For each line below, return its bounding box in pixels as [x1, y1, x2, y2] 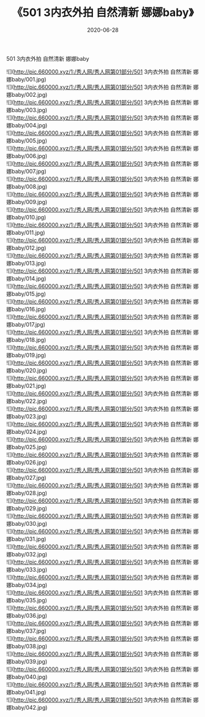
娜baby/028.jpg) [6, 489, 48, 496]
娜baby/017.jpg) [6, 321, 46, 328]
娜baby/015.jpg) [6, 290, 47, 297]
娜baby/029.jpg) [6, 504, 48, 512]
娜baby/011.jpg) [6, 229, 45, 236]
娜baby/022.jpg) [6, 397, 48, 404]
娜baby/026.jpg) [6, 458, 48, 466]
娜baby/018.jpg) [6, 336, 47, 343]
